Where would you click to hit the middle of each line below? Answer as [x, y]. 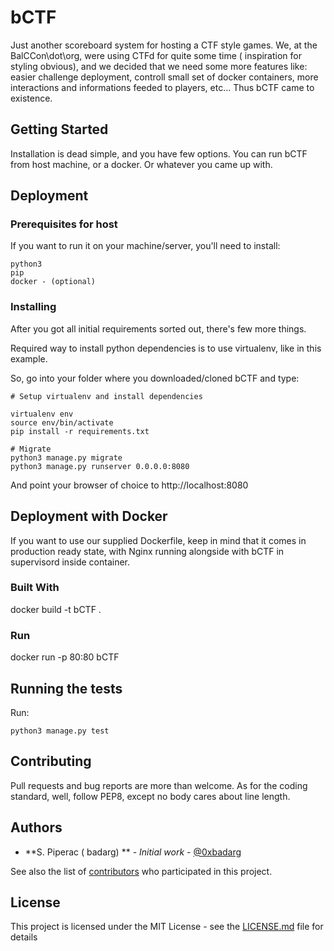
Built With [35, 588]
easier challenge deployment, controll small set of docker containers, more [164, 77]
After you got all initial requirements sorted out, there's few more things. [158, 328]
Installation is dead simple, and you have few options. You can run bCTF [159, 153]
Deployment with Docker [89, 516]
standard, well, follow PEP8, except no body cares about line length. [150, 796]
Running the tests [66, 688]
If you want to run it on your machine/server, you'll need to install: [145, 246]
